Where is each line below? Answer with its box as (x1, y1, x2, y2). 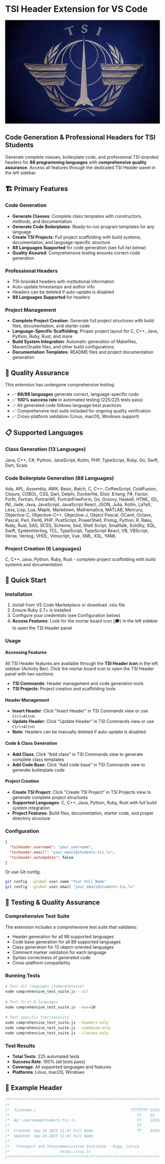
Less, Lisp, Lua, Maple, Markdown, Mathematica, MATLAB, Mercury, (5, 507, 143, 513)
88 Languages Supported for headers (12, 294, 90, 300)
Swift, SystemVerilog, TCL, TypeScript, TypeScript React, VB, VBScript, (5, 527, 149, 533)
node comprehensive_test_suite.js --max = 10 (5, 1004, 96, 1010)
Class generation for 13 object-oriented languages (12, 944, 114, 950)
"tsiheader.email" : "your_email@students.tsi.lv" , (9, 850, 115, 855)
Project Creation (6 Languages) (5, 545, 82, 552)
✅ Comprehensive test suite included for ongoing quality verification (12, 408, 151, 413)
